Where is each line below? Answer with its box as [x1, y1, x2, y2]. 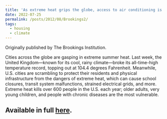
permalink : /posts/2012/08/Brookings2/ [5, 17, 88, 22]
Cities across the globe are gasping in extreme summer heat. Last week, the [5, 54, 162, 60]
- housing [9, 26, 30, 31]
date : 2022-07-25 [5, 12, 41, 17]
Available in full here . [5, 106, 72, 114]
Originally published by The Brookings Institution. [5, 45, 106, 50]
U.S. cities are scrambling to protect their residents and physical [5, 70, 137, 76]
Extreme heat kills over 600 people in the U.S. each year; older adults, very [5, 86, 160, 92]
